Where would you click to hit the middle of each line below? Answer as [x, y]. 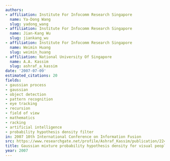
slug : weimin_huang [30, 52]
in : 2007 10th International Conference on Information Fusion [73, 137]
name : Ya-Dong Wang [30, 19]
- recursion [18, 109]
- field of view [22, 113]
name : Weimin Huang [30, 47]
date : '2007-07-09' [26, 71]
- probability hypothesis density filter [50, 132]
